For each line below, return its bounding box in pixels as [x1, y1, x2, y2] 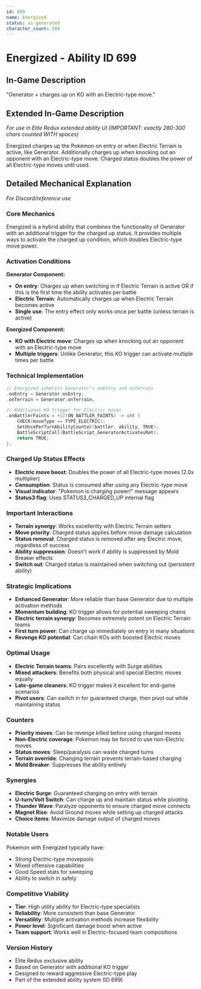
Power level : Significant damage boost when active [14, 922, 142, 929]
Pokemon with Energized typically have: [6, 843, 105, 851]
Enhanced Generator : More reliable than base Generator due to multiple [14, 596, 193, 603]
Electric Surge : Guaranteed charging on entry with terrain [14, 789, 157, 797]
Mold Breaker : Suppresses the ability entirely [14, 761, 127, 768]
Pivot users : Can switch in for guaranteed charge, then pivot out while [14, 694, 188, 701]
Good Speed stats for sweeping [14, 868, 93, 875]
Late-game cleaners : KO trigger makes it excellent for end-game [14, 682, 176, 689]
